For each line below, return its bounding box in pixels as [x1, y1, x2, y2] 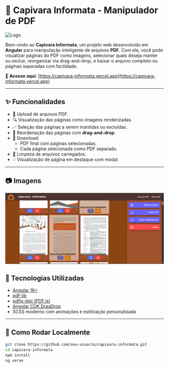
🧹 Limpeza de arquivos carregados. [12, 151, 87, 157]
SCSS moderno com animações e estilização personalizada [12, 309, 136, 315]
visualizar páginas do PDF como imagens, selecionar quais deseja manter [5, 52, 158, 58]
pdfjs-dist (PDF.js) [12, 298, 51, 304]
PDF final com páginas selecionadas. [20, 140, 97, 146]
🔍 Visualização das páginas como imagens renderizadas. [12, 116, 132, 122]
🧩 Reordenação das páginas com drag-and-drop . [12, 130, 116, 136]
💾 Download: [12, 135, 39, 141]
